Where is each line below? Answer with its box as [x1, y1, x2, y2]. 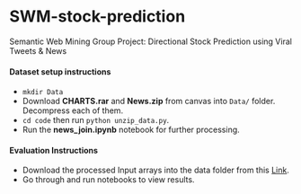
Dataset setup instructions [9, 66, 111, 77]
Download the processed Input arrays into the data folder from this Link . [22, 164, 289, 176]
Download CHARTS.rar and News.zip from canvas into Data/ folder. [22, 96, 276, 107]
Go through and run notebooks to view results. [22, 174, 195, 185]
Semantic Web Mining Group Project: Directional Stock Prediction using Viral [9, 36, 292, 47]
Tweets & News [9, 45, 67, 56]
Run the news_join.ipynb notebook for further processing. [22, 124, 240, 136]
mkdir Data [22, 88, 64, 97]
